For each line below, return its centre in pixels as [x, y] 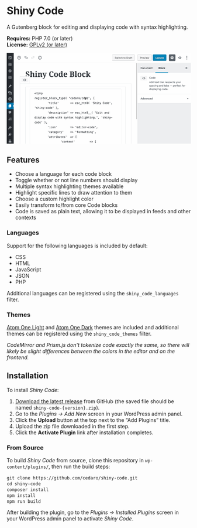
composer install [28, 490]
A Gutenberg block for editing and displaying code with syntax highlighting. [97, 27]
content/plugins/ [28, 467]
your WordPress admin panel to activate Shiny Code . [70, 519]
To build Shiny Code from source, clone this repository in [75, 461]
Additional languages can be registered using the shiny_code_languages [93, 293]
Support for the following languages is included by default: [77, 246]
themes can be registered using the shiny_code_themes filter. [79, 334]
